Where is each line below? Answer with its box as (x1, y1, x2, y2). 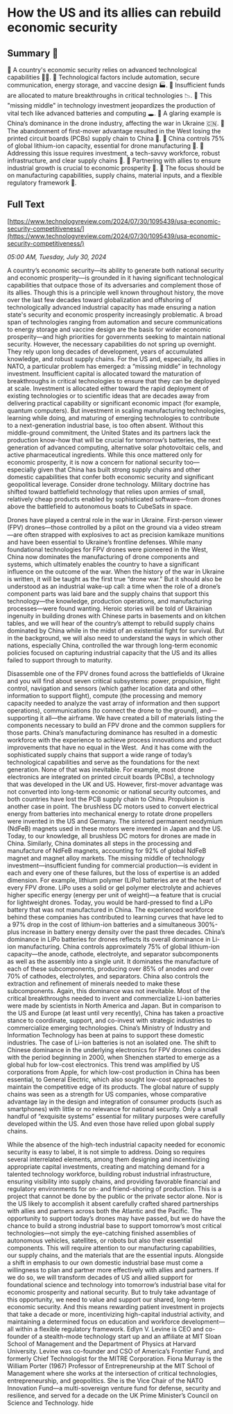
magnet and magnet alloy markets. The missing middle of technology (7, 854, 205, 862)
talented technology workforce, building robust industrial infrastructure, (7, 1170, 212, 1178)
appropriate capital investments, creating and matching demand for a (7, 1162, 205, 1171)
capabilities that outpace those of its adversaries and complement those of (7, 281, 222, 289)
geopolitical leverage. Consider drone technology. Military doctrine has (7, 480, 210, 488)
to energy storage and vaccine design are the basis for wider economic (7, 325, 212, 333)
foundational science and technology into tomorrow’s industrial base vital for (7, 1280, 226, 1289)
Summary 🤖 (7, 47, 59, 59)
